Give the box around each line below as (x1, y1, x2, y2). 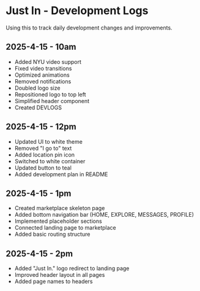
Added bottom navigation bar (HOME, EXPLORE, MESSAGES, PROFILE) (14, 211, 194, 219)
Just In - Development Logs (6, 4, 149, 18)
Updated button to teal (14, 164, 72, 171)
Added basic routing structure (14, 231, 91, 238)
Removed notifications (14, 77, 72, 85)
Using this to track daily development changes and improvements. (6, 24, 172, 31)
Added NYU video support (14, 58, 82, 65)
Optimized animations (14, 71, 70, 79)
